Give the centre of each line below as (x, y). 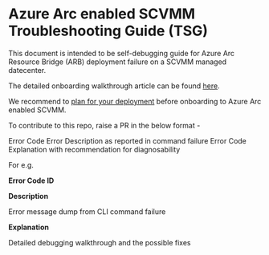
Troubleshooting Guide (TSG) (108, 31)
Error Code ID (31, 180)
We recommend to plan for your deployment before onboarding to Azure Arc (135, 101)
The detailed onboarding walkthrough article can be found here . (114, 86)
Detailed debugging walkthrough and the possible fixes (100, 242)
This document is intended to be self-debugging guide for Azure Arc (122, 53)
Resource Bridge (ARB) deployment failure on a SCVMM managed (118, 62)
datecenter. (27, 70)
